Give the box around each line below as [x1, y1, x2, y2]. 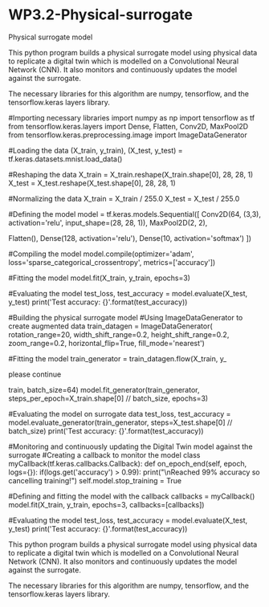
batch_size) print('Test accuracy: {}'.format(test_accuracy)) [8, 426, 204, 435]
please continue [8, 369, 62, 379]
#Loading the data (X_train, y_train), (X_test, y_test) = [8, 145, 183, 155]
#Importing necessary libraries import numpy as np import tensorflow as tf [8, 112, 255, 122]
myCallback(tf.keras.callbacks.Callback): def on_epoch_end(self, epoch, [8, 458, 247, 468]
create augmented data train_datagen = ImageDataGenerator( [8, 321, 213, 331]
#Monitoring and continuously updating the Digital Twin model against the [8, 442, 253, 451]
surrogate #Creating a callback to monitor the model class [8, 450, 201, 459]
